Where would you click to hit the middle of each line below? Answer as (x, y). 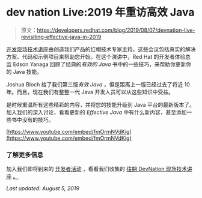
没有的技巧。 (38, 119)
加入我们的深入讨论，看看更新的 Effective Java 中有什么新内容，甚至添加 (96, 112)
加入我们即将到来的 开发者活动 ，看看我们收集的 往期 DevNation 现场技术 (97, 169)
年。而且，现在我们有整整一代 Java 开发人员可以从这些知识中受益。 (90, 92)
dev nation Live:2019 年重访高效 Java (100, 12)
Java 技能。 (28, 71)
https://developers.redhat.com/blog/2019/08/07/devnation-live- (116, 30)
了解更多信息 (25, 155)
